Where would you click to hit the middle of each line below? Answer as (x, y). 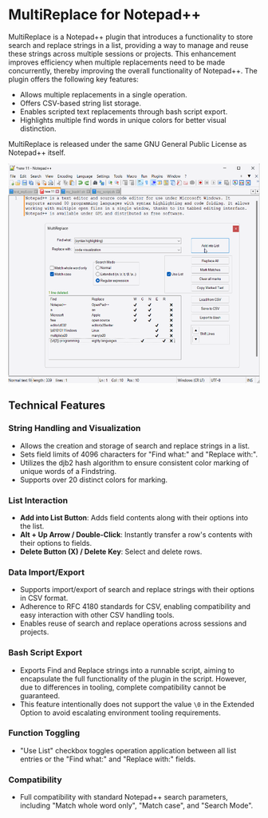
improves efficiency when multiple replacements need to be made (117, 62)
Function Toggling (44, 733)
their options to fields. (56, 543)
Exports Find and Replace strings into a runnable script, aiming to (127, 670)
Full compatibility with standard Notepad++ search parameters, (124, 797)
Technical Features (57, 406)
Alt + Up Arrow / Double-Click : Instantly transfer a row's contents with (136, 534)
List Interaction (38, 500)
